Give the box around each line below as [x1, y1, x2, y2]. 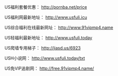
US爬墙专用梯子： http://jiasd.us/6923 [4, 45, 81, 51]
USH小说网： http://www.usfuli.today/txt [4, 55, 85, 61]
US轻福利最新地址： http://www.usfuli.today [4, 35, 92, 40]
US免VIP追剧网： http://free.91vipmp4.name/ [4, 65, 94, 71]
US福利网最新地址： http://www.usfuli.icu [4, 14, 88, 20]
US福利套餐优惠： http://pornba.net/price [4, 4, 88, 10]
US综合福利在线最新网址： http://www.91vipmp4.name [4, 25, 114, 30]
